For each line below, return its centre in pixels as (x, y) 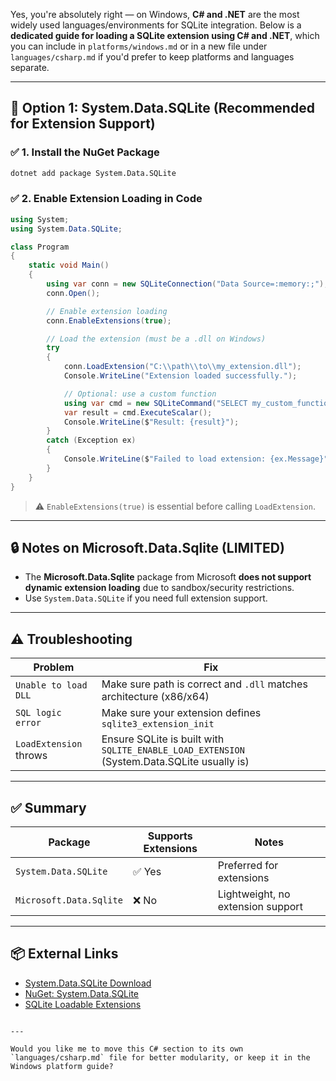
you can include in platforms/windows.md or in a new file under (139, 46)
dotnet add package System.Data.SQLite (93, 173)
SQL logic (38, 713)
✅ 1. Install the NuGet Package (85, 152)
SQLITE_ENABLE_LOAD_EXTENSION (173, 750)
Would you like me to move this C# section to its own (127, 1049)
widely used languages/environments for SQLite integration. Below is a (156, 25)
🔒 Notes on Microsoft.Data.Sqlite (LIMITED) (147, 548)
